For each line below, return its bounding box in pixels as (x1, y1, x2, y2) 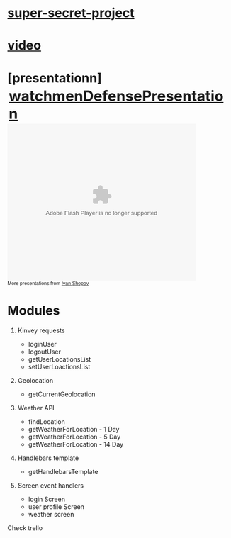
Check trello (7, 523, 43, 532)
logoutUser (28, 347, 62, 356)
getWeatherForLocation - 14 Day (28, 439, 124, 448)
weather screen (28, 510, 74, 518)
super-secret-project (7, 5, 135, 21)
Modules (7, 303, 60, 318)
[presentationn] (7, 69, 102, 86)
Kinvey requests (17, 326, 65, 335)
